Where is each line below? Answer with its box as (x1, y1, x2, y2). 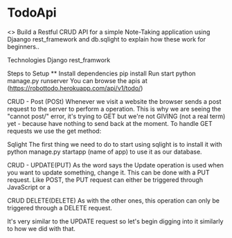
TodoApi (7, 5, 57, 21)
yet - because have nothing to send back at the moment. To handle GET (7, 119, 213, 127)
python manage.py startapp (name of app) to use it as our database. (7, 147, 202, 156)
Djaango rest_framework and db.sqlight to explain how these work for (7, 35, 206, 43)
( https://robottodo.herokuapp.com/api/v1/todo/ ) (7, 84, 143, 92)
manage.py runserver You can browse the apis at (7, 76, 148, 84)
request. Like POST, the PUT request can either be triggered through (7, 175, 203, 184)
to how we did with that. (7, 224, 76, 232)
